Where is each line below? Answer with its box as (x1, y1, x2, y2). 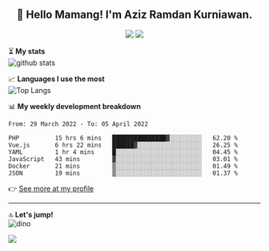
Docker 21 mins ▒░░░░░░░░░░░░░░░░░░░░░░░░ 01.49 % (8, 162, 239, 170)
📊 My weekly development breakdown (8, 101, 142, 111)
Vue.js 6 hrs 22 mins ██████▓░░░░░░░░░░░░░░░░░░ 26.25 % (8, 141, 239, 149)
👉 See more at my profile (8, 184, 94, 193)
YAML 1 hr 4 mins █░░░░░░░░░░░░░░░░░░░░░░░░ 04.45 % (8, 148, 239, 156)
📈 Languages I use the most (8, 74, 106, 83)
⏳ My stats (8, 46, 46, 56)
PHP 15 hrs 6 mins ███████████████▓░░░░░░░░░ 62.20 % (8, 134, 239, 142)
